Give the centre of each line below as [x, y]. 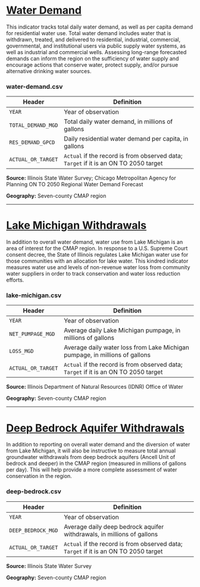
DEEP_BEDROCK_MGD [34, 530]
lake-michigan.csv [34, 295]
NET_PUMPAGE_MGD [32, 334]
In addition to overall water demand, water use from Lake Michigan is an [95, 242]
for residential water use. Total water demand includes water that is [89, 33]
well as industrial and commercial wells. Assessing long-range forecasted [96, 52]
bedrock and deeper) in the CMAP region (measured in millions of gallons [96, 463]
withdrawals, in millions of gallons [111, 534]
